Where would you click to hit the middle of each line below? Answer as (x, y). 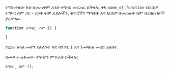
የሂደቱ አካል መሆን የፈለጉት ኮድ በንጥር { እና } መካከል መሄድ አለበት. (62, 47)
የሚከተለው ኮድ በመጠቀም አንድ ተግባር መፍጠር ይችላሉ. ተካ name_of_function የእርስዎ (82, 7)
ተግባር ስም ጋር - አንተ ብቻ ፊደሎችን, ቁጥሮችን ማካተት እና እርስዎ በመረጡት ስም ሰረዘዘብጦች (85, 13)
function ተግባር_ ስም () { (31, 28)
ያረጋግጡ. (13, 19)
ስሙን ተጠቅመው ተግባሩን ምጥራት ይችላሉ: (42, 57)
